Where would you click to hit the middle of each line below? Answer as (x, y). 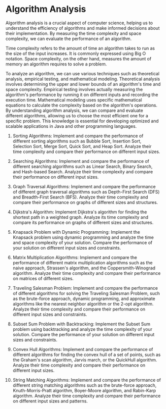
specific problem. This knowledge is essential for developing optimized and (82, 121)
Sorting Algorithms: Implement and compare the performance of (78, 136)
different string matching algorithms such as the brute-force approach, (84, 385)
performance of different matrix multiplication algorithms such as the (83, 262)
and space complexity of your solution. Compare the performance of (83, 242)
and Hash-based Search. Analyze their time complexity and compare (83, 171)
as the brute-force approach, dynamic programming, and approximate (84, 299)
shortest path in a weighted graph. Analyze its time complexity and (81, 217)
